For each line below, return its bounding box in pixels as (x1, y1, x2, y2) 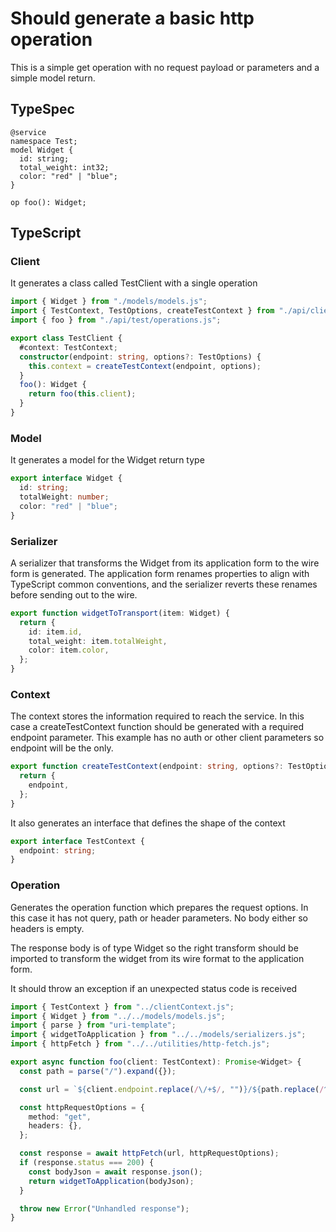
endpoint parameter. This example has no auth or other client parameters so (10, 732, 325, 744)
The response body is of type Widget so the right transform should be (10, 942, 299, 954)
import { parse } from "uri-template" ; (10, 1020, 177, 1031)
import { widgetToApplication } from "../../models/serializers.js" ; (10, 1030, 307, 1040)
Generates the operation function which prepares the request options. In (10, 901, 309, 913)
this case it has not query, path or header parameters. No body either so (10, 912, 308, 924)
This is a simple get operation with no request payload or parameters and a (10, 61, 320, 73)
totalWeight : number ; (19, 492, 110, 502)
